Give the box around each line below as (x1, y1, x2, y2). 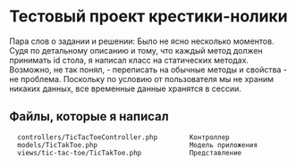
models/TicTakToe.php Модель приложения (17, 140, 258, 149)
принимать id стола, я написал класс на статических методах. (9, 54, 249, 65)
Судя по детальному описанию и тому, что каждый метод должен (9, 45, 263, 55)
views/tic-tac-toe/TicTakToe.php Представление (17, 148, 242, 157)
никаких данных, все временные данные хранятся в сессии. (9, 83, 241, 94)
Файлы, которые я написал (9, 109, 169, 124)
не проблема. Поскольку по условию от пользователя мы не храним (9, 73, 275, 84)
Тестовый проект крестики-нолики (9, 6, 288, 27)
